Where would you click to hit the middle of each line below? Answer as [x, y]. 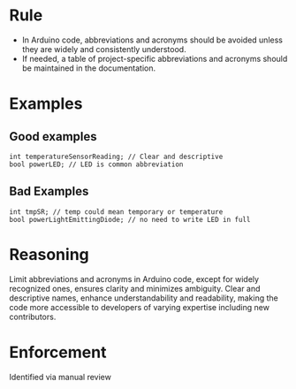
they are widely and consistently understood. [104, 49]
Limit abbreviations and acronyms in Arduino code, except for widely [134, 278]
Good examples [53, 137]
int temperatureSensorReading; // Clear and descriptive [116, 156]
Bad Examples [49, 191]
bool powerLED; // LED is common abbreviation [96, 164]
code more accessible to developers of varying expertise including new [139, 307]
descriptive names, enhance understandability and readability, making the [144, 298]
